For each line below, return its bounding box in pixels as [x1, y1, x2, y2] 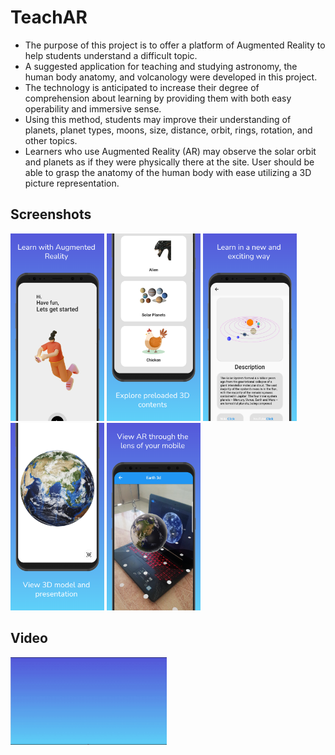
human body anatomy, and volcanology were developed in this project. [24, 71, 318, 83]
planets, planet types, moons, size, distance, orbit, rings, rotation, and [24, 124, 313, 136]
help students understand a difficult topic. [24, 49, 198, 61]
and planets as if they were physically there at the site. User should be [24, 156, 315, 168]
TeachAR [10, 6, 88, 29]
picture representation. [24, 177, 120, 189]
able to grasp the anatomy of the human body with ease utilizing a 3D [24, 166, 312, 178]
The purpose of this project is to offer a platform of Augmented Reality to [24, 39, 326, 51]
